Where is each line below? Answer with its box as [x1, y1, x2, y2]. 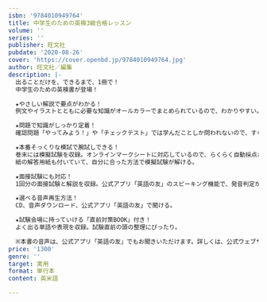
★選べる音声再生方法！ [15, 194, 79, 203]
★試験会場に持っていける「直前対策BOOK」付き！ [15, 216, 152, 224]
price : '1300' [8, 245, 56, 253]
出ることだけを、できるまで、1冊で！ [15, 78, 119, 86]
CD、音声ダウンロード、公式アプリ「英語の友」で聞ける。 [15, 202, 176, 210]
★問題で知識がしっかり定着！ [15, 122, 97, 130]
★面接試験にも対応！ [15, 172, 73, 180]
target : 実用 [8, 260, 49, 268]
